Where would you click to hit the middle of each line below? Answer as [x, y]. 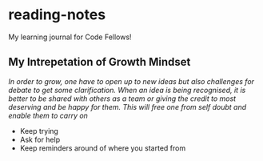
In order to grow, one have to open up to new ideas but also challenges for [131, 81]
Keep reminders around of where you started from [103, 148]
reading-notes [57, 15]
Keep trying [39, 131]
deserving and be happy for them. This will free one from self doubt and [128, 107]
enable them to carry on [48, 115]
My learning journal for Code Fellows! [70, 37]
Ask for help [40, 139]
